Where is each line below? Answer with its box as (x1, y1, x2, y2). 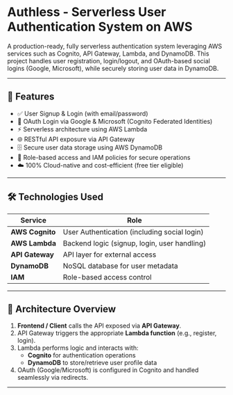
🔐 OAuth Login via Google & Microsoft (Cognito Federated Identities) (17, 117, 213, 125)
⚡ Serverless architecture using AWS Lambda (17, 124, 148, 133)
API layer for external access (62, 250, 157, 259)
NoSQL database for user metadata (62, 261, 178, 271)
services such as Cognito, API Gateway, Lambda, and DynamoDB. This (7, 49, 209, 58)
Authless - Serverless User (7, 4, 166, 20)
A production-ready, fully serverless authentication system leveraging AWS (7, 42, 223, 50)
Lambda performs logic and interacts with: (17, 344, 139, 352)
